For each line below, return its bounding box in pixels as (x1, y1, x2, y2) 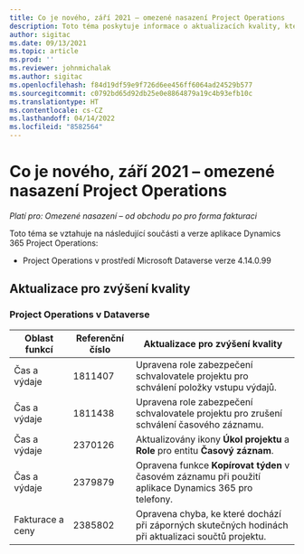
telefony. (135, 493, 174, 505)
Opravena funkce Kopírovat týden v (135, 458, 290, 471)
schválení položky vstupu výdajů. (135, 380, 278, 393)
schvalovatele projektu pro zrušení (135, 407, 283, 419)
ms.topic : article (9, 47, 79, 56)
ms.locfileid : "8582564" (9, 123, 103, 132)
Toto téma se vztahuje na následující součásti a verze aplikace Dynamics (9, 228, 281, 239)
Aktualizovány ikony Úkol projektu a (135, 433, 290, 446)
